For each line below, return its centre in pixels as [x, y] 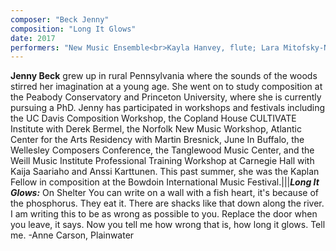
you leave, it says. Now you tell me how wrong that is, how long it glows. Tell [168, 225]
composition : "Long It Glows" [73, 29]
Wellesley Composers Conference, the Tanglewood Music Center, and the [162, 150]
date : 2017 [33, 38]
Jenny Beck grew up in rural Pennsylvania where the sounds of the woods [164, 76]
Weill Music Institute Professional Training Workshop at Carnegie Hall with [162, 161]
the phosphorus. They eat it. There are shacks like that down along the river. [167, 203]
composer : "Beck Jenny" [60, 19]
